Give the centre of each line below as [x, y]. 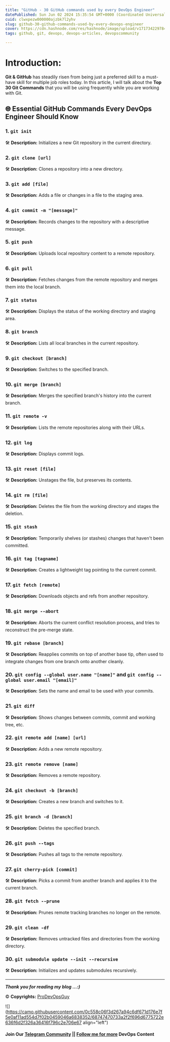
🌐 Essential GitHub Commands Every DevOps [79, 109]
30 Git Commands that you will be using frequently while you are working [82, 88]
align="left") [96, 1023]
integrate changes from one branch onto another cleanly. [65, 661]
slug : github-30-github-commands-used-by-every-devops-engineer [74, 24]
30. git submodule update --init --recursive [62, 959]
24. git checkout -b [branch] [42, 791]
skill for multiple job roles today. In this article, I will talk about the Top [89, 82]
